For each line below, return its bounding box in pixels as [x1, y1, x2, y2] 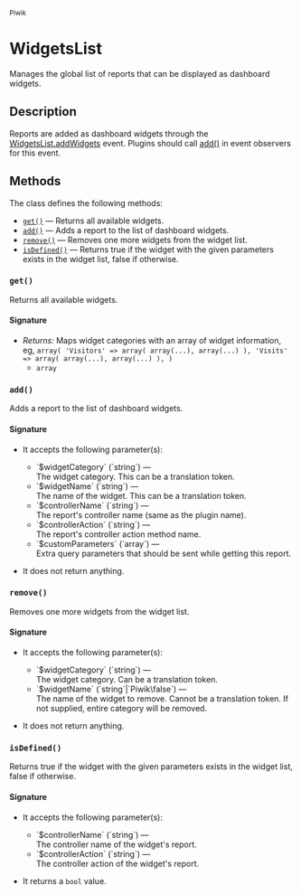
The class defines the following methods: [9, 197, 163, 208]
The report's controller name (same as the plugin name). [35, 509, 247, 520]
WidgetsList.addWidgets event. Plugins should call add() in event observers [9, 137, 292, 148]
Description [9, 104, 77, 119]
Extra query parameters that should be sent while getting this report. [35, 548, 292, 559]
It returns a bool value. [22, 875, 107, 886]
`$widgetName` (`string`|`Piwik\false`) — [35, 683, 187, 695]
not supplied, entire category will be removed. [35, 703, 208, 714]
